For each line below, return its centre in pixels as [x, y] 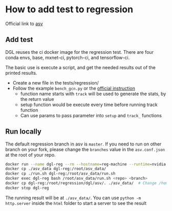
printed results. [21, 73]
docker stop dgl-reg [27, 188]
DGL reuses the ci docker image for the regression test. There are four [79, 52]
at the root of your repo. [30, 155]
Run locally [24, 132]
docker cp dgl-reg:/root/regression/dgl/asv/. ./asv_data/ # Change [81, 183]
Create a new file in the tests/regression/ [56, 82]
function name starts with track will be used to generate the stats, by [93, 94]
